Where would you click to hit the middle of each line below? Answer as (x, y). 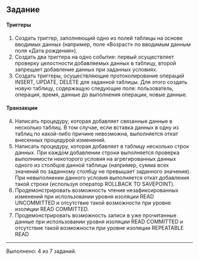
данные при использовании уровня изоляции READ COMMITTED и (99, 222)
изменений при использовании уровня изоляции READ (84, 196)
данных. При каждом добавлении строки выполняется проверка (97, 152)
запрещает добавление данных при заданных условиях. (86, 69)
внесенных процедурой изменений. (60, 140)
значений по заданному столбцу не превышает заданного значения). (103, 171)
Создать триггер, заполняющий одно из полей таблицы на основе (99, 38)
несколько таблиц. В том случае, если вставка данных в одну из (97, 127)
